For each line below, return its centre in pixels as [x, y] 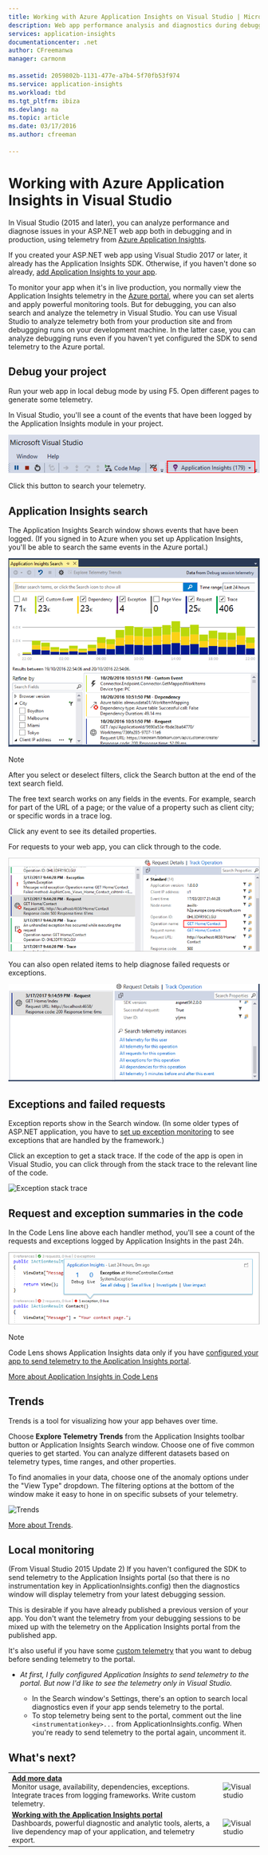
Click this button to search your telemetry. [77, 486]
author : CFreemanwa [41, 51]
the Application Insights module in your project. [86, 423]
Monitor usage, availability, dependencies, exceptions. [100, 1787]
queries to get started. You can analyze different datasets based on [119, 1453]
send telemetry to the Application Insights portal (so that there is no [119, 1577]
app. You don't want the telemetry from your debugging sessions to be [124, 1618]
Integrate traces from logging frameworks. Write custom [104, 1795]
